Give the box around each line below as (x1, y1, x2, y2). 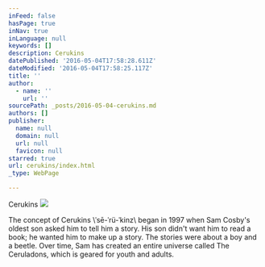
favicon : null (15, 147, 63, 155)
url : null (15, 139, 48, 148)
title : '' (8, 72, 42, 80)
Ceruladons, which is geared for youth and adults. (8, 249, 175, 259)
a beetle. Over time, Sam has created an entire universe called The (8, 241, 230, 250)
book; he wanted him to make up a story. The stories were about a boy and (8, 232, 258, 242)
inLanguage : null (8, 34, 67, 43)
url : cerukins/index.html (8, 162, 95, 170)
